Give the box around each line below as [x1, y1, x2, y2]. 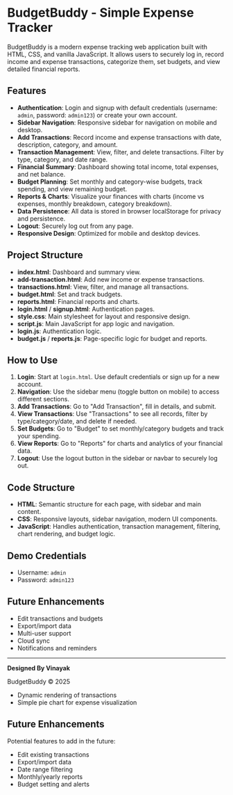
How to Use [7, 354, 58, 366]
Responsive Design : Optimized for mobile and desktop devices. [17, 229, 200, 237]
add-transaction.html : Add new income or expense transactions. [17, 275, 205, 283]
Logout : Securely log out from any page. [17, 221, 134, 230]
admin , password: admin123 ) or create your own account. [17, 111, 178, 119]
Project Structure [7, 249, 83, 262]
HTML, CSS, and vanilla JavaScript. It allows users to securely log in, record [7, 50, 224, 58]
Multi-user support [17, 629, 71, 637]
